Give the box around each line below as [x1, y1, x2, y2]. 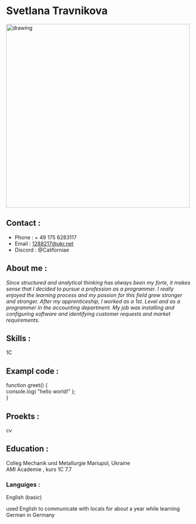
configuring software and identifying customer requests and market [6, 310, 171, 317]
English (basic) [6, 494, 42, 501]
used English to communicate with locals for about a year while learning [6, 505, 180, 512]
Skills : [6, 333, 31, 343]
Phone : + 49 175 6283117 [14, 233, 77, 241]
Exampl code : [6, 366, 59, 376]
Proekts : [6, 411, 40, 421]
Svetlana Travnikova [6, 4, 108, 18]
